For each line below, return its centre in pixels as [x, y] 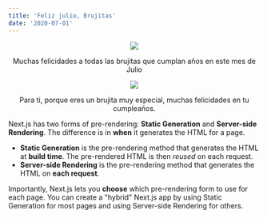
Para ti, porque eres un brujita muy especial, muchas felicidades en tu [134, 100]
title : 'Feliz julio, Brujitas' [62, 16]
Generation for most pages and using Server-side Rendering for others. [126, 205]
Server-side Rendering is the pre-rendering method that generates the [137, 164]
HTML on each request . [60, 173]
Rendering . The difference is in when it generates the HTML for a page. [127, 132]
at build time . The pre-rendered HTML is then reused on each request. [136, 156]
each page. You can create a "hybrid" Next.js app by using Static [115, 197]
